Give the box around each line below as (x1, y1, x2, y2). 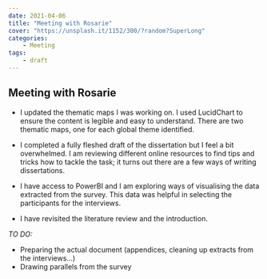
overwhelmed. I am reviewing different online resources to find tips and (19, 148, 255, 158)
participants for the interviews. (19, 198, 122, 208)
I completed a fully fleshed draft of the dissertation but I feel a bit (19, 139, 234, 149)
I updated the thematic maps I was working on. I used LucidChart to (19, 107, 244, 117)
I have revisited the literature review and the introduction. (19, 213, 208, 223)
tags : (8, 49, 26, 57)
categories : (8, 34, 48, 42)
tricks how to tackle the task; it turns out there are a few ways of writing (19, 157, 257, 167)
